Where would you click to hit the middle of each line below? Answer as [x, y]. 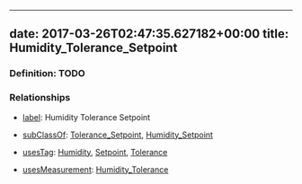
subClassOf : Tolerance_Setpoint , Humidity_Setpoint [118, 135]
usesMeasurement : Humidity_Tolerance [95, 169]
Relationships [40, 98]
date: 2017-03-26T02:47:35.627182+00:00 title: [149, 34]
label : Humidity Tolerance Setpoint [86, 117]
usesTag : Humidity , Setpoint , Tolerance [95, 152]
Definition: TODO [47, 74]
